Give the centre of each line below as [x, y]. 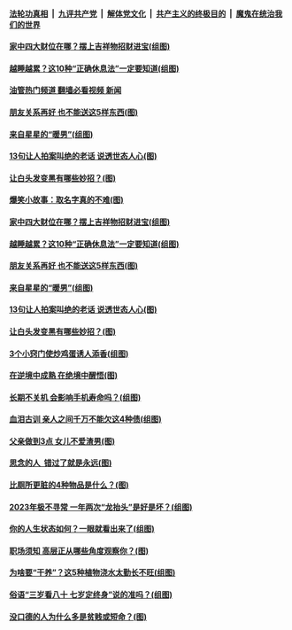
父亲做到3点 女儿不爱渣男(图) [62, 441]
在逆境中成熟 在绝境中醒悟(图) [63, 376]
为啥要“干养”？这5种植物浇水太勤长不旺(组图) [92, 572]
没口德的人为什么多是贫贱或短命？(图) [78, 617]
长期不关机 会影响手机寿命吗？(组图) [75, 397]
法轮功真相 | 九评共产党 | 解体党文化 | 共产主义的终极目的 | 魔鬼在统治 [142, 13]
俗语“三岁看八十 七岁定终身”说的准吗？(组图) [91, 595]
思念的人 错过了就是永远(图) [61, 463]
